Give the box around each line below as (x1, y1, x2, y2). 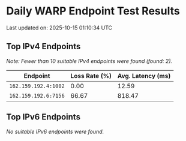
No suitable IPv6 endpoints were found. (6, 128, 104, 135)
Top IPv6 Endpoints (6, 112, 81, 122)
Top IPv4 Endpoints (6, 41, 81, 52)
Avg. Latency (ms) (117, 71, 171, 80)
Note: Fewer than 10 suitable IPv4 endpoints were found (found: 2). (6, 57, 173, 64)
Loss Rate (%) (70, 71, 112, 80)
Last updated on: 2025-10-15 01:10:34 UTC (6, 24, 113, 31)
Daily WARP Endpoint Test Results (6, 4, 180, 18)
